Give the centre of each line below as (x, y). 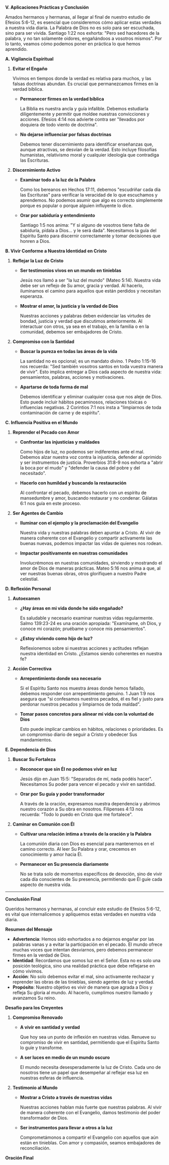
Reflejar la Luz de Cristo (38, 261)
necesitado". (33, 473)
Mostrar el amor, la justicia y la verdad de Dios (69, 306)
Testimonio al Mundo (35, 1088)
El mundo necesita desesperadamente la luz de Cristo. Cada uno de (90, 1067)
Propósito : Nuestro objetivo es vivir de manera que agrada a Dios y (82, 987)
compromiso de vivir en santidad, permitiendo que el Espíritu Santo (90, 1042)
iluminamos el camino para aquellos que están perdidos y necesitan (90, 291)
